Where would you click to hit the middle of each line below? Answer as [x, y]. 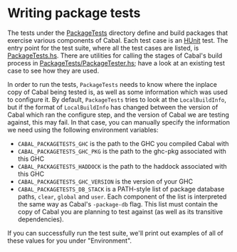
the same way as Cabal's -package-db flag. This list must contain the [118, 204]
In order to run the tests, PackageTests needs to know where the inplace [112, 84]
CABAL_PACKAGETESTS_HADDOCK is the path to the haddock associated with [122, 166]
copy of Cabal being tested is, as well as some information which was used [117, 92]
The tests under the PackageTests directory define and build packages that [118, 33]
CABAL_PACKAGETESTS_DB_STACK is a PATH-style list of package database [121, 189]
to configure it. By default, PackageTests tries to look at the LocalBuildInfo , [117, 99]
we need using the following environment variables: [83, 130]
